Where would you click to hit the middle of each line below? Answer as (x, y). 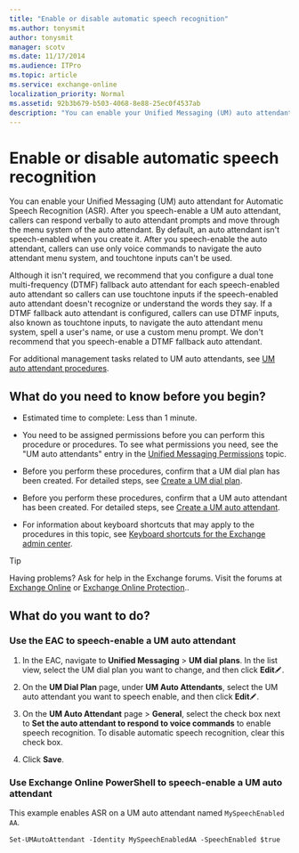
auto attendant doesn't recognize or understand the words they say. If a (141, 304)
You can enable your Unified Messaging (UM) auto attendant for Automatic (146, 201)
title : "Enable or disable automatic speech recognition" (119, 19)
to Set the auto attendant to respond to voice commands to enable (146, 723)
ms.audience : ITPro (45, 66)
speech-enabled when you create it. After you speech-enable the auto (138, 240)
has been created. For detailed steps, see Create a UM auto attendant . (151, 508)
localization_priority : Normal (67, 93)
